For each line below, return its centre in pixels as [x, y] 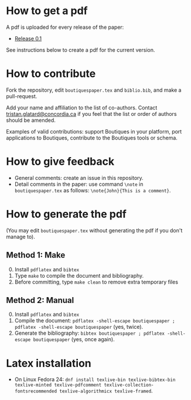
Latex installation [49, 363]
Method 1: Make [36, 255]
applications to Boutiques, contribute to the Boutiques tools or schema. [92, 138]
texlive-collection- [129, 385]
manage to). [21, 236]
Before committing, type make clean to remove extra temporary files [96, 282]
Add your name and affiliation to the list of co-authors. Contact [82, 108]
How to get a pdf [47, 11]
